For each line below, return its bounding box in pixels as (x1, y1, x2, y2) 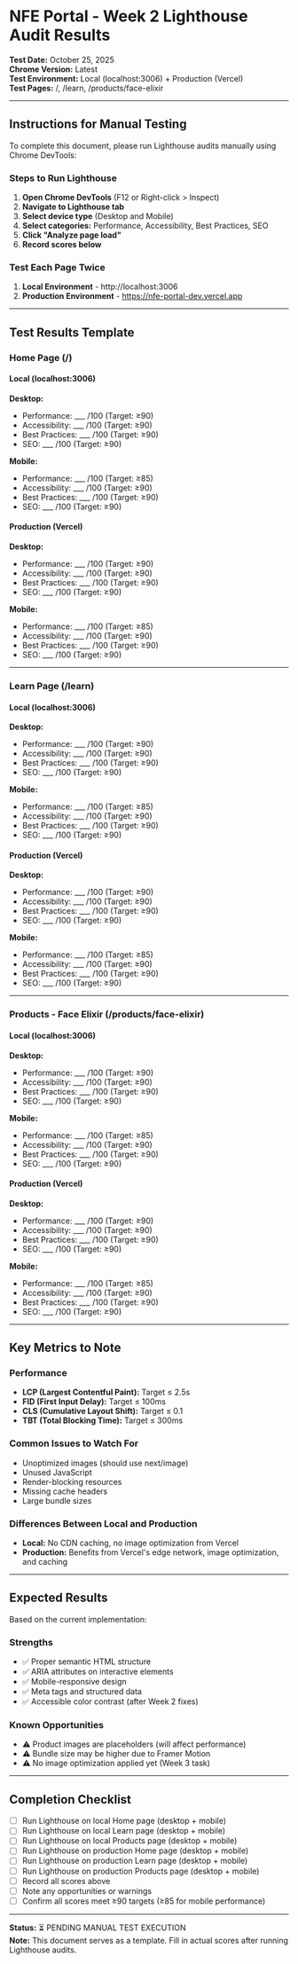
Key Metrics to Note (9, 1340, 122, 1355)
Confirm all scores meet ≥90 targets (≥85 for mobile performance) (21, 1896, 266, 1906)
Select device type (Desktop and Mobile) (21, 211, 175, 222)
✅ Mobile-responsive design (21, 1677, 127, 1687)
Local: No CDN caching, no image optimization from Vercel (21, 1537, 239, 1548)
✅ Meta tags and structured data (21, 1686, 142, 1697)
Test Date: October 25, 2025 (9, 54, 115, 65)
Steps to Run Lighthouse (9, 171, 117, 184)
